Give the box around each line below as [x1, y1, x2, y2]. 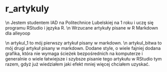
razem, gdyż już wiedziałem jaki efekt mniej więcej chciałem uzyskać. [5, 61, 150, 67]
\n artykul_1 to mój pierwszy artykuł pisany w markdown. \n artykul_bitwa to [5, 39, 162, 45]
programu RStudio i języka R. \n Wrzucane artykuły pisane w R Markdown [5, 24, 158, 30]
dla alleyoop [5, 30, 31, 36]
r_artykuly [5, 3, 49, 14]
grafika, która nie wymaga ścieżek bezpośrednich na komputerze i [5, 50, 143, 56]
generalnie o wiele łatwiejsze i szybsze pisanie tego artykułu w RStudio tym [5, 55, 162, 61]
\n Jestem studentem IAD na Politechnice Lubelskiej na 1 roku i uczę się [5, 19, 154, 25]
